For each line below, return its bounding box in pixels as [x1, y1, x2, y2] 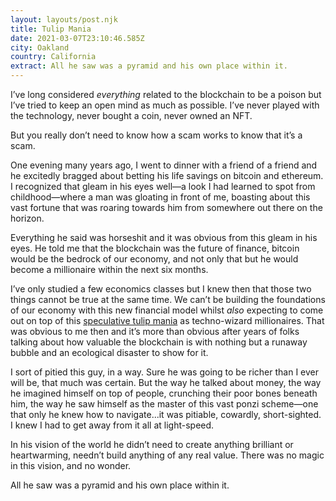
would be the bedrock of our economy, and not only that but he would [10, 253, 299, 265]
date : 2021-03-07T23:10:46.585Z [10, 33, 145, 43]
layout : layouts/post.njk [10, 14, 118, 25]
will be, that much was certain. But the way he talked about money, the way [10, 377, 322, 388]
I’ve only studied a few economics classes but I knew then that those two [10, 283, 312, 295]
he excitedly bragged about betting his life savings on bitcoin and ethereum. [10, 170, 324, 181]
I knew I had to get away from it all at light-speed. [10, 419, 215, 431]
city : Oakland [10, 42, 70, 53]
